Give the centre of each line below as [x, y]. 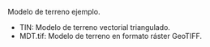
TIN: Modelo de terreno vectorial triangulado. [95, 27]
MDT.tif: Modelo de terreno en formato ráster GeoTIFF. [110, 36]
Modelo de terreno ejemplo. [54, 12]
